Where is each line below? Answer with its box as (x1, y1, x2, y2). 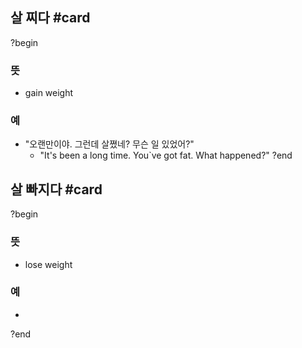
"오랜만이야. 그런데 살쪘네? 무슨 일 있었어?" (24, 138, 195, 150)
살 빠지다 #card (10, 181, 103, 198)
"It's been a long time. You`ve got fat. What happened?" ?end (39, 149, 293, 162)
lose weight (24, 258, 73, 270)
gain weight (24, 87, 74, 99)
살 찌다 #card (10, 9, 91, 27)
